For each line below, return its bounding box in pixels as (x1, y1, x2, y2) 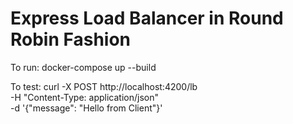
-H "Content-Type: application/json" (10, 91, 159, 103)
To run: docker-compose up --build (10, 61, 157, 73)
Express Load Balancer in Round (10, 7, 284, 30)
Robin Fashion (10, 28, 132, 51)
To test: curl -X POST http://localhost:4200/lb (10, 80, 198, 92)
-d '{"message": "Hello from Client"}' (10, 102, 163, 114)
